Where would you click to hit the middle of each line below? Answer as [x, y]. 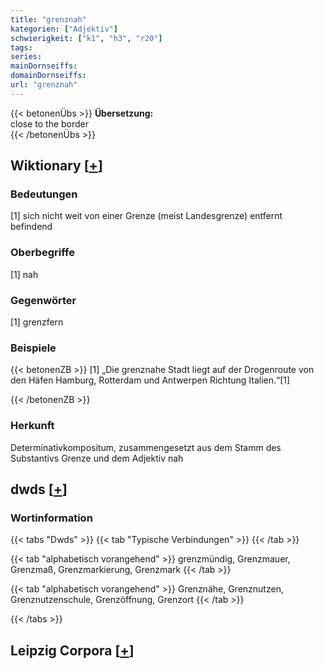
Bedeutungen [44, 194]
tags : [21, 47]
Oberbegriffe [42, 253]
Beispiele [33, 348]
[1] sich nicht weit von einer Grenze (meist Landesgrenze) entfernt [146, 216]
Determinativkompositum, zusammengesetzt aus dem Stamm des [146, 447]
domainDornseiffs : [48, 76]
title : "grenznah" [48, 19]
